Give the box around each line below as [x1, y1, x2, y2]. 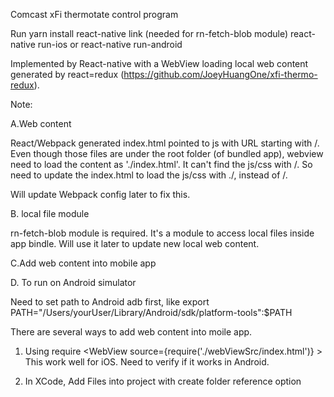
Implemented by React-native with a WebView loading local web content [10, 58, 309, 69]
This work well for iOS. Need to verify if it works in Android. [24, 356, 270, 368]
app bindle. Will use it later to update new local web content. [10, 238, 260, 249]
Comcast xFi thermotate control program [10, 9, 179, 20]
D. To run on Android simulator [10, 277, 137, 288]
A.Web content [10, 118, 72, 129]
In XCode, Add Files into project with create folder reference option [24, 375, 302, 387]
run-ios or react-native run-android [37, 39, 183, 50]
